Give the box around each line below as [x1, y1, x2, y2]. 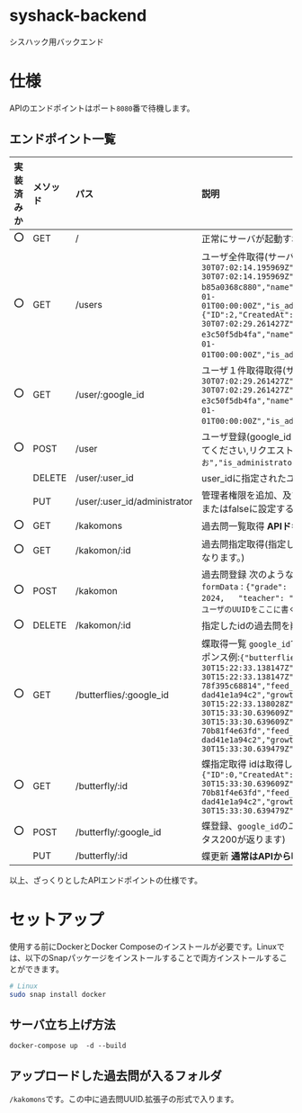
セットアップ [9, 910, 105, 929]
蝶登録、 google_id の [201, 820, 289, 832]
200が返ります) [219, 833, 286, 846]
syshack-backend [9, 5, 147, 26]
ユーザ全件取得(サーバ [201, 250, 295, 263]
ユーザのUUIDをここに [201, 604, 281, 615]
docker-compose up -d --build [9, 1041, 127, 1051]
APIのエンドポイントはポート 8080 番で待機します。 [9, 103, 195, 113]
